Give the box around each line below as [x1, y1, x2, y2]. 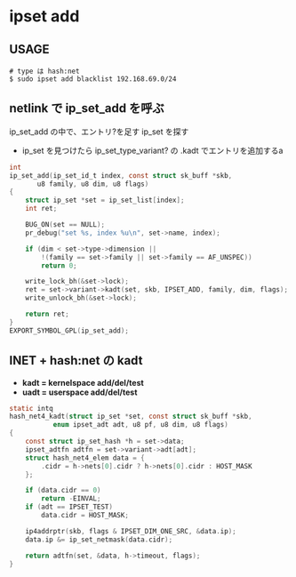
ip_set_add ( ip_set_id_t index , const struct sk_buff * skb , [9, 171, 233, 180]
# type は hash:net [9, 67, 80, 76]
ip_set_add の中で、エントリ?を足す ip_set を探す [9, 126, 189, 137]
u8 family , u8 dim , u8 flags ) [36, 180, 149, 188]
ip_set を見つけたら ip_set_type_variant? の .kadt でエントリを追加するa [21, 145, 284, 156]
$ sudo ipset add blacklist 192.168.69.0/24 [9, 75, 177, 84]
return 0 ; [41, 260, 77, 270]
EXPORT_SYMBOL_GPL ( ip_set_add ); [9, 326, 129, 335]
